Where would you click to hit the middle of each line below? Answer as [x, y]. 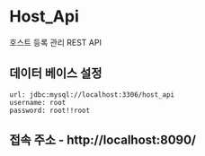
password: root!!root [50, 110]
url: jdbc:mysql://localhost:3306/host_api [92, 95]
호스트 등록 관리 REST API [55, 42]
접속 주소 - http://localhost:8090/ [103, 140]
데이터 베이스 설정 [56, 74]
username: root [38, 102]
